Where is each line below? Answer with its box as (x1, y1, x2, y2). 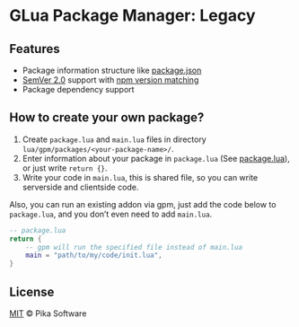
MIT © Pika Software (9, 308, 87, 319)
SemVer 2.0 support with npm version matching (22, 75, 199, 85)
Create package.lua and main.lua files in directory (22, 134, 207, 145)
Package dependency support (22, 84, 135, 94)
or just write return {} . (22, 163, 108, 173)
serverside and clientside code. (22, 181, 139, 192)
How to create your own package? (9, 110, 205, 126)
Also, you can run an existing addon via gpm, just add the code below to (9, 199, 277, 209)
